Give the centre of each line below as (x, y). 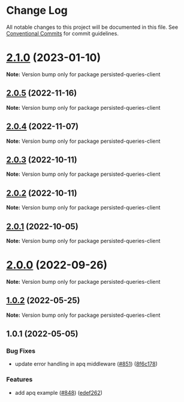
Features (19, 380)
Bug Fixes (21, 351)
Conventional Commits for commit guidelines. (62, 33)
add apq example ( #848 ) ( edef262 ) (59, 392)
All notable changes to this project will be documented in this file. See (92, 27)
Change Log (37, 10)
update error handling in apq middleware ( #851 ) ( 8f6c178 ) (86, 364)
